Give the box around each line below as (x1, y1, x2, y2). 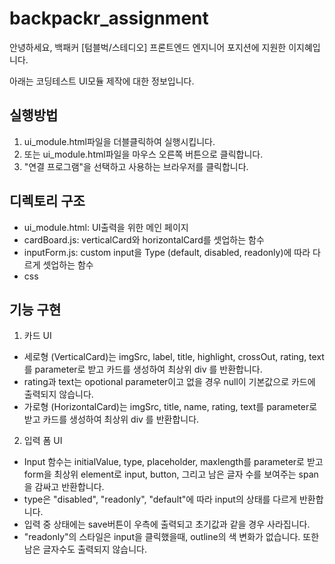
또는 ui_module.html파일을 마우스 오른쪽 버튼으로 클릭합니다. (23, 148, 264, 160)
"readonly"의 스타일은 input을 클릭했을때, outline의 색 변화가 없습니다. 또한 (23, 531, 320, 543)
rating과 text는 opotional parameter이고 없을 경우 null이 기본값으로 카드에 (23, 376, 316, 388)
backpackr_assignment (9, 7, 209, 30)
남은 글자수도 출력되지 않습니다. (23, 543, 147, 556)
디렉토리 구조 (9, 193, 86, 210)
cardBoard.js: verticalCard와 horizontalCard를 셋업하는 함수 (23, 233, 265, 246)
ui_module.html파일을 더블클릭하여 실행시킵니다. (23, 135, 216, 147)
